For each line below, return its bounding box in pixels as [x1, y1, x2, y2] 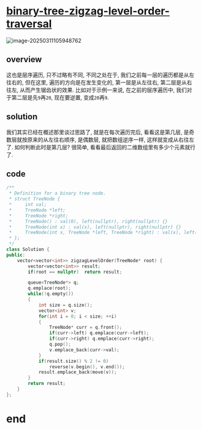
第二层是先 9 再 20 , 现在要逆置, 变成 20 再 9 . [11, 93, 109, 101]
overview [6, 54, 42, 64]
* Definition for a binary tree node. [8, 190, 106, 196]
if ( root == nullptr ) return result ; [28, 269, 122, 275]
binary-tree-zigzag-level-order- [6, 4, 170, 18]
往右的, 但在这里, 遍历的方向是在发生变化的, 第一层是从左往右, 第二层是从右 [6, 78, 192, 86]
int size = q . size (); [38, 302, 93, 308]
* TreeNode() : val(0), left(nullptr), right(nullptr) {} [8, 218, 168, 224]
